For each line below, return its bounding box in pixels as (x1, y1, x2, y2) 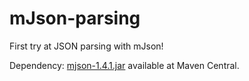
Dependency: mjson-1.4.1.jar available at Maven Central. (9, 59, 240, 71)
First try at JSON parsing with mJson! (9, 40, 164, 52)
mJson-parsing (9, 7, 141, 30)
